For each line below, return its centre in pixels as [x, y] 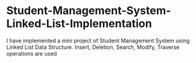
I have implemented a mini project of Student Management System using [98, 40]
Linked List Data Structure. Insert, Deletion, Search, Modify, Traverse [93, 47]
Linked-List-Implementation [79, 24]
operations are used [32, 53]
